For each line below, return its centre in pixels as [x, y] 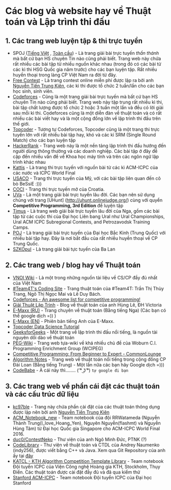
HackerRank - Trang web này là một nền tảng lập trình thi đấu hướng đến [89, 146]
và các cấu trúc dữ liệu [42, 394]
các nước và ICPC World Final [44, 173]
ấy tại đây [23, 456]
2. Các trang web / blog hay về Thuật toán [73, 265]
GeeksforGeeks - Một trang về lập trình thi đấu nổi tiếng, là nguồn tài [85, 332]
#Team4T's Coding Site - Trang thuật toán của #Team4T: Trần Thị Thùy [88, 288]
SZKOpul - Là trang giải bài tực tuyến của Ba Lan [64, 249]
